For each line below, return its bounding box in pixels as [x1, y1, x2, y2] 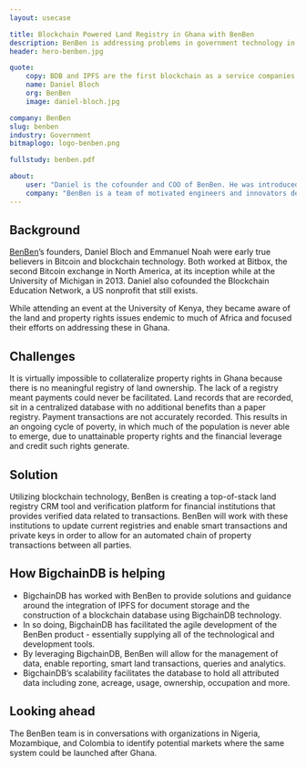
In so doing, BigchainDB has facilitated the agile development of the [22, 619, 278, 629]
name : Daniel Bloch [25, 80, 100, 89]
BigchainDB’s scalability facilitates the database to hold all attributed [22, 667, 280, 679]
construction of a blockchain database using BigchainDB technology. [22, 609, 282, 620]
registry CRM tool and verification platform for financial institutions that [9, 501, 276, 512]
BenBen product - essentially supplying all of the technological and [22, 629, 275, 639]
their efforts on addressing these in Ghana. [9, 322, 170, 333]
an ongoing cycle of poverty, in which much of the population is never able [9, 421, 290, 433]
